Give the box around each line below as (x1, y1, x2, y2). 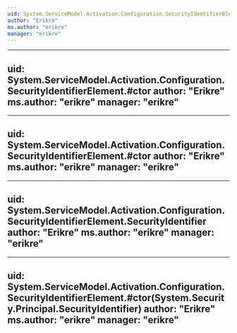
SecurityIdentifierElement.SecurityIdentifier (7, 216, 207, 228)
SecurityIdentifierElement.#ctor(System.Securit (7, 292, 224, 304)
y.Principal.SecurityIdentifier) (7, 303, 142, 315)
